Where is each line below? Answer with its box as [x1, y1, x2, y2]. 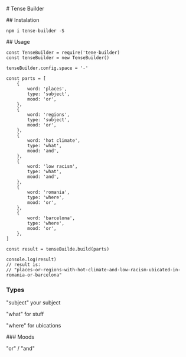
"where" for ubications [6, 322, 61, 329]
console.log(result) [6, 257, 57, 262]
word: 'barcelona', [27, 215, 76, 221]
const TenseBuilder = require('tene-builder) [6, 50, 120, 56]
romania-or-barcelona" [6, 272, 62, 278]
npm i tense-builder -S [6, 28, 65, 34]
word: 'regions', [27, 112, 70, 118]
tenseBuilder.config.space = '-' [6, 65, 89, 71]
